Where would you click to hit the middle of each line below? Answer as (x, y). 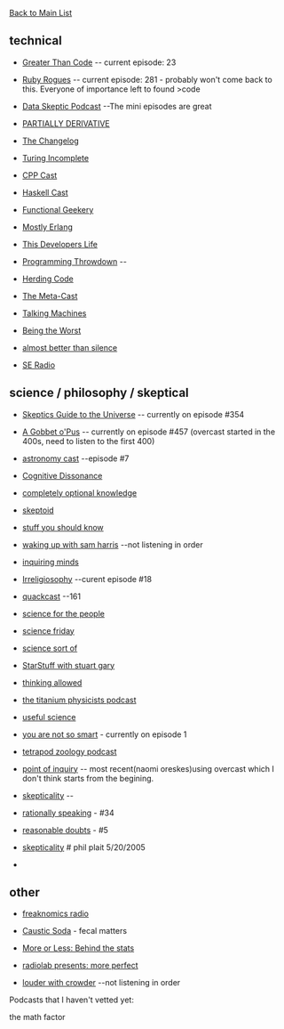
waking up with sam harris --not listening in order (112, 544)
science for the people (63, 613)
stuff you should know (63, 527)
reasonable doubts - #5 (65, 830)
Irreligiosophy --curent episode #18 (87, 579)
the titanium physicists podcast (79, 700)
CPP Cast (39, 175)
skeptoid (38, 510)
